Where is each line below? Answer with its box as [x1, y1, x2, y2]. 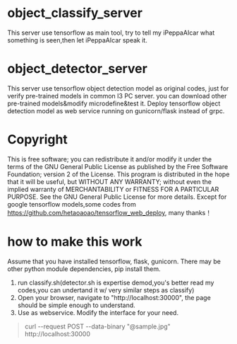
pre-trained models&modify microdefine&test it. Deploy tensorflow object [7, 99, 221, 108]
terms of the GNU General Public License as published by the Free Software [7, 162, 229, 171]
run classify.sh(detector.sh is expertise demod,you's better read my [17, 278, 214, 287]
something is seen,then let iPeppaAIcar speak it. [7, 35, 148, 44]
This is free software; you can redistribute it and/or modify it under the [7, 154, 212, 164]
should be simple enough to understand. [17, 301, 135, 309]
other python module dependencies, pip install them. [7, 264, 161, 273]
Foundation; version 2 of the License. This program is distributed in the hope [7, 170, 230, 178]
